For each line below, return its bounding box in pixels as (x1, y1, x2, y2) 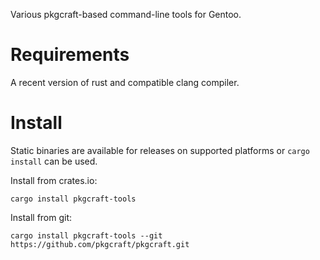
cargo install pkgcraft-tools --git (10, 230, 163, 241)
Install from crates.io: (10, 174, 98, 186)
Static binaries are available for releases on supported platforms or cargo (10, 144, 310, 156)
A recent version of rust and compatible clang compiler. (10, 76, 240, 88)
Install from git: (10, 211, 73, 223)
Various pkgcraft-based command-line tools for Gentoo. (10, 9, 242, 20)
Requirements (10, 44, 130, 66)
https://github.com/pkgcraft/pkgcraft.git (10, 239, 190, 249)
